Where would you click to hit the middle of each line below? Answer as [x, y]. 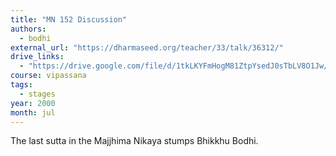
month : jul [33, 112]
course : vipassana [48, 76]
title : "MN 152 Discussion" [69, 19]
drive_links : [37, 57]
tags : [21, 85]
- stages [37, 94]
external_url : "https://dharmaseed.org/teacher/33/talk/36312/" [147, 47]
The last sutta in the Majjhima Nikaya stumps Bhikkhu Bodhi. [134, 141]
